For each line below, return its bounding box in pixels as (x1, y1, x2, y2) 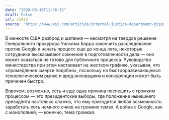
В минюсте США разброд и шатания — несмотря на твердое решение (5, 35, 157, 41)
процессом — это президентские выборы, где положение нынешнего (5, 93, 156, 99)
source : (5, 21, 22, 27)
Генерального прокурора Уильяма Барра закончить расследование (5, 41, 152, 47)
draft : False (5, 12, 33, 17)
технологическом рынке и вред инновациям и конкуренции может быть (5, 73, 161, 79)
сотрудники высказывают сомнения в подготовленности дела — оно (5, 51, 154, 57)
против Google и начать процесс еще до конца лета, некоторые (5, 46, 143, 52)
